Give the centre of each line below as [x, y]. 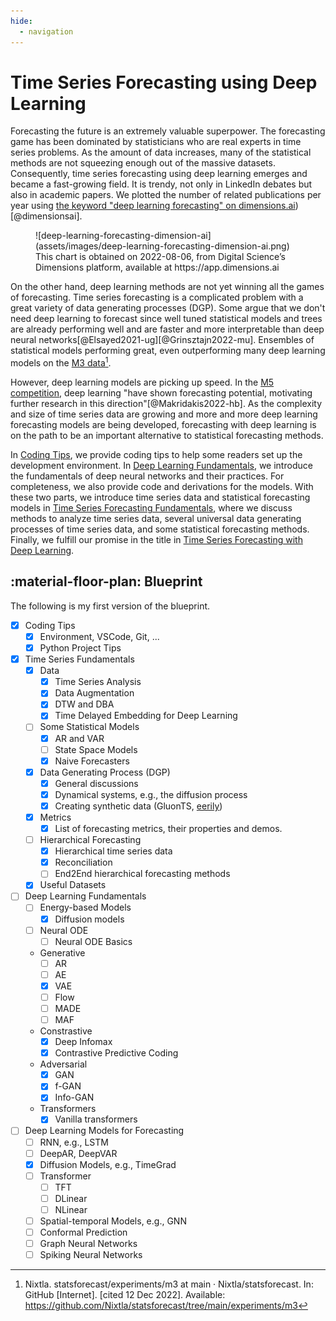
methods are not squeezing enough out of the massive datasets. [143, 163]
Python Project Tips [80, 648]
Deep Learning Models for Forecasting [104, 1131]
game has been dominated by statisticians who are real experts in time [156, 142]
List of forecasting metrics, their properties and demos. [168, 829]
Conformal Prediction [83, 1232]
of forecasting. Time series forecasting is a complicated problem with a [157, 297]
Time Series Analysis [98, 682]
